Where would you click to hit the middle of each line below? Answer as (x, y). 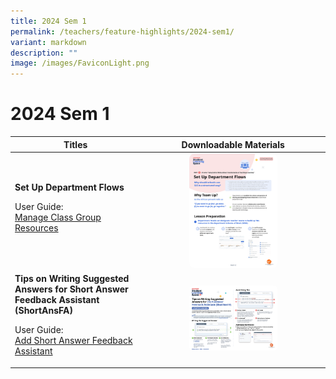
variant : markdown (48, 42)
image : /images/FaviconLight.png (80, 63)
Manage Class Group (58, 217)
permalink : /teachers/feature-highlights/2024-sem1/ (122, 31)
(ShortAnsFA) (43, 310)
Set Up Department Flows (69, 187)
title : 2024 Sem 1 (48, 21)
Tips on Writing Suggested (72, 278)
